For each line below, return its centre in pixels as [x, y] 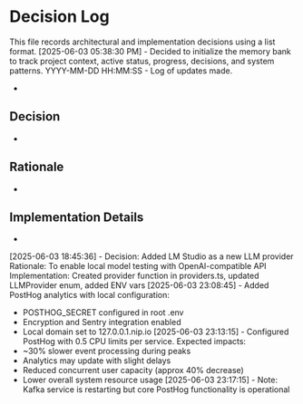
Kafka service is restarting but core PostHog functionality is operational [156, 390]
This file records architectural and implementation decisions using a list [142, 42]
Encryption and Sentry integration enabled [102, 322]
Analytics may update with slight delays [97, 361]
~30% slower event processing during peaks [107, 351]
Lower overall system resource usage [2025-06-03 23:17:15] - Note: [150, 380]
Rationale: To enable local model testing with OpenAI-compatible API [138, 266]
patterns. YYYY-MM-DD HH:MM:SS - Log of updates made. [121, 71]
